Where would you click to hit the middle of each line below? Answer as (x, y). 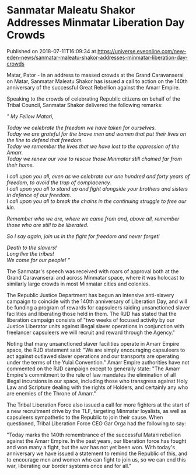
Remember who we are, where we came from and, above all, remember (93, 218)
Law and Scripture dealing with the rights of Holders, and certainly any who (97, 387)
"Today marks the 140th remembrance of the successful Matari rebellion (94, 435)
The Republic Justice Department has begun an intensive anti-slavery (90, 295)
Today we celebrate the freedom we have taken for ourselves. (81, 128)
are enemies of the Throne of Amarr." (51, 393)
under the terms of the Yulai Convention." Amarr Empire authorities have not (98, 362)
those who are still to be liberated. (48, 225)
